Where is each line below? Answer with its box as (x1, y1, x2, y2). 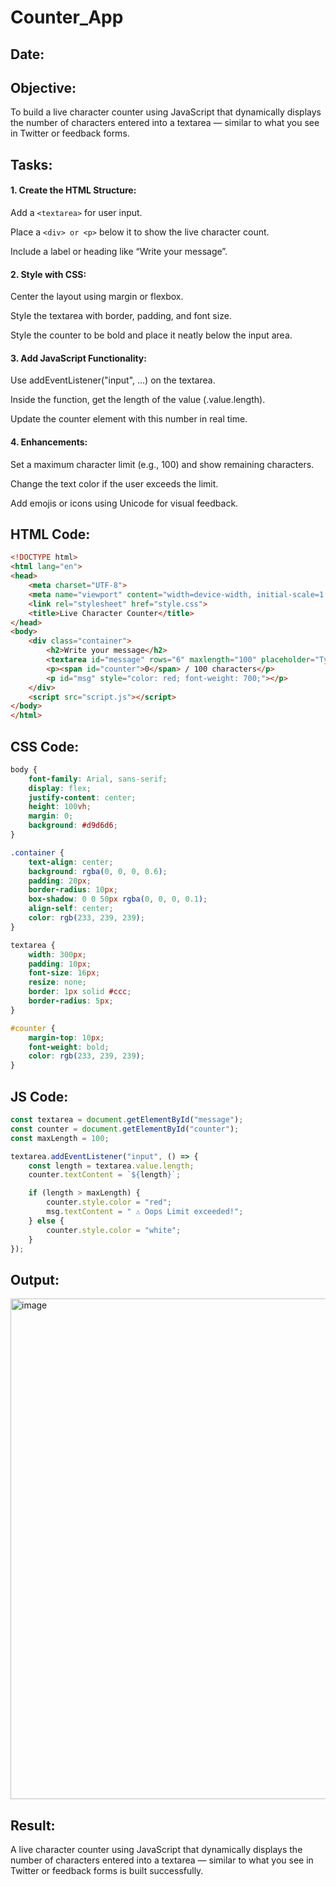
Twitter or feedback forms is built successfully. (10, 1865, 204, 1877)
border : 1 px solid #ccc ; (28, 987, 132, 997)
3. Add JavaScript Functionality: (10, 352, 147, 364)
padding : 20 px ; (28, 876, 92, 886)
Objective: (10, 79, 77, 96)
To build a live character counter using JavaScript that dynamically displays (10, 106, 322, 118)
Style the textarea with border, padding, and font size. (10, 310, 232, 322)
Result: (10, 1817, 56, 1834)
